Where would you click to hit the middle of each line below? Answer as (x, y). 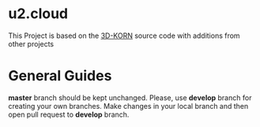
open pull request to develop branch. (69, 114)
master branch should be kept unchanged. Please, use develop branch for (130, 97)
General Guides (60, 76)
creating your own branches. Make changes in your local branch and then (128, 106)
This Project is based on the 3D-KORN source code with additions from (124, 35)
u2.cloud (38, 14)
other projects (31, 43)
